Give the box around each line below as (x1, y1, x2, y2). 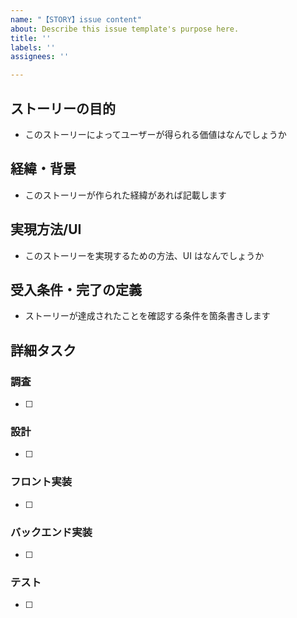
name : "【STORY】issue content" (10, 14, 142, 25)
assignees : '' (10, 52, 70, 62)
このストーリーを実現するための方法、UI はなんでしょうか (24, 249, 265, 261)
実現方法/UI (10, 221, 82, 238)
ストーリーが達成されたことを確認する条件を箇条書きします (24, 310, 271, 322)
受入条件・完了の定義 (10, 281, 142, 298)
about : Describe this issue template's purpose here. (10, 24, 240, 34)
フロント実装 (10, 475, 73, 489)
